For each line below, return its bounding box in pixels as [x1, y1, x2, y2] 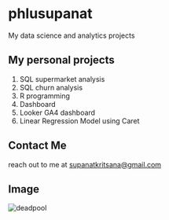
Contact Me [8, 139, 67, 152]
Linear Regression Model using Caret [19, 115, 140, 126]
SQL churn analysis [19, 82, 83, 92]
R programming [19, 91, 71, 101]
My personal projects [8, 53, 116, 67]
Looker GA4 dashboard [19, 108, 96, 117]
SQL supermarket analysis [19, 74, 105, 83]
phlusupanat [8, 5, 93, 23]
